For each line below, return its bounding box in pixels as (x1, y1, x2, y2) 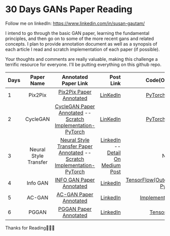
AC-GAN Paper (56, 191, 94, 198)
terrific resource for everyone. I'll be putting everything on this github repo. (5, 61, 162, 67)
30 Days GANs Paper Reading (5, 4, 133, 15)
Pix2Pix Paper (58, 88, 92, 95)
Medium (101, 162, 121, 169)
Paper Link (61, 80, 89, 87)
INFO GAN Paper (55, 176, 95, 183)
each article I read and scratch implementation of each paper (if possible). (5, 46, 160, 52)
